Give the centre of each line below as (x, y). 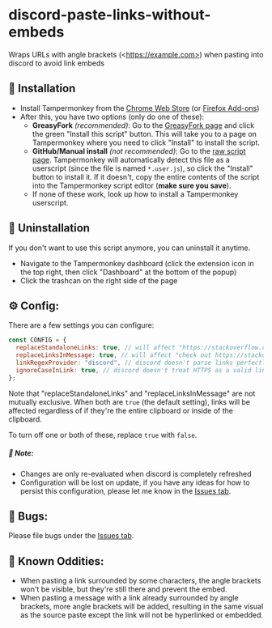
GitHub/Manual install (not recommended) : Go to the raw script (139, 151)
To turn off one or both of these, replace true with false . (103, 435)
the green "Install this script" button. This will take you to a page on (144, 134)
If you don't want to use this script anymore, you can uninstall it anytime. (130, 248)
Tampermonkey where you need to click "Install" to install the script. (146, 142)
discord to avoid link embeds (57, 63)
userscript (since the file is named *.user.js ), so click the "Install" (142, 168)
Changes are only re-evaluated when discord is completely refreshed (136, 473)
